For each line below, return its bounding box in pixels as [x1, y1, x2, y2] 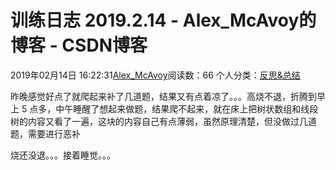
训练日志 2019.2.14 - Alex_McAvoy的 [10, 9, 317, 32]
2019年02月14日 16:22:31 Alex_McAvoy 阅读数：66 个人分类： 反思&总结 [10, 69, 301, 81]
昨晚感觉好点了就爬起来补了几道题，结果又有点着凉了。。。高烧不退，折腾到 [10, 90, 317, 102]
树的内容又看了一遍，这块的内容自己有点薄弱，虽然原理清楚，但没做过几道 [10, 115, 317, 127]
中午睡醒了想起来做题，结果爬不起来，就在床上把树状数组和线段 [55, 102, 319, 115]
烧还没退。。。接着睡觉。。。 [10, 149, 116, 161]
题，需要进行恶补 [10, 127, 81, 140]
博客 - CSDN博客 [10, 34, 148, 57]
